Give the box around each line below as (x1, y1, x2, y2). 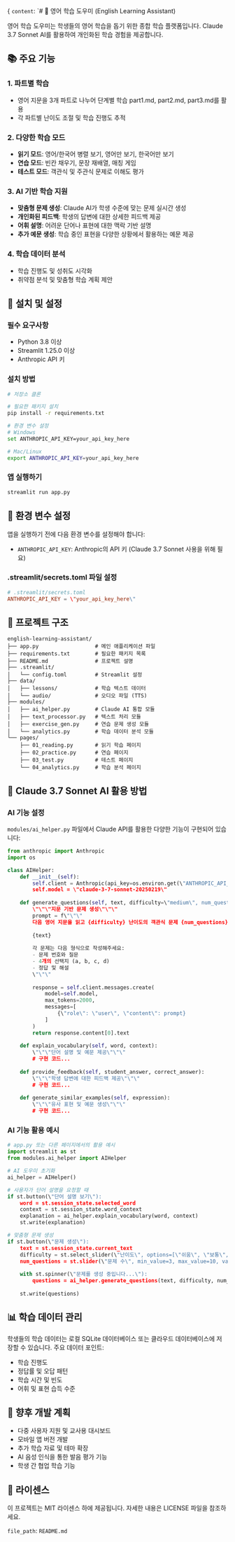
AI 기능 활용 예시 (7, 1126, 59, 1135)
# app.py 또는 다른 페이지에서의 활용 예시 (7, 1142, 115, 1149)
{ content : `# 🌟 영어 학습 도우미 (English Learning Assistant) (7, 7, 176, 15)
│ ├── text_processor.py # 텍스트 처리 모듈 (7, 713, 141, 720)
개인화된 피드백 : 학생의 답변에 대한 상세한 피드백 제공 (17, 213, 162, 221)
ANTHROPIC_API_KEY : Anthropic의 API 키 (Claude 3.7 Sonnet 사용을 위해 (17, 545, 216, 553)
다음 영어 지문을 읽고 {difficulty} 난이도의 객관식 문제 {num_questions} (32, 918, 229, 926)
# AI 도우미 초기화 (7, 1168, 55, 1175)
